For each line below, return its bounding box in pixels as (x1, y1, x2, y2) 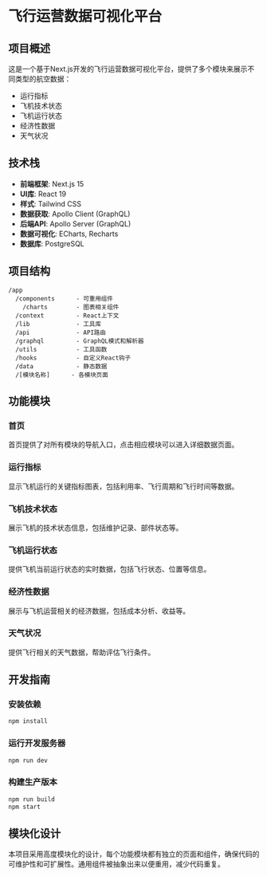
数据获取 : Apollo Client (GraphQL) (19, 209, 131, 218)
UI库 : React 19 (19, 189, 66, 198)
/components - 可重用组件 (15, 294, 113, 303)
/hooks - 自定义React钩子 (15, 354, 132, 362)
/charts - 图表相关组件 (22, 303, 120, 311)
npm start (8, 803, 41, 811)
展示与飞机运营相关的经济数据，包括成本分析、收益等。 (8, 606, 190, 615)
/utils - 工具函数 (15, 345, 108, 353)
